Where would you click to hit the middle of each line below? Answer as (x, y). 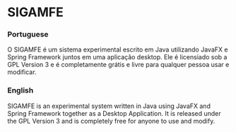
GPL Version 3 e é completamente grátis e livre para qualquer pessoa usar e (118, 65)
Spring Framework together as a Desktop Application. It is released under (114, 113)
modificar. (22, 72)
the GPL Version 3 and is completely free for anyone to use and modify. (111, 121)
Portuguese (28, 35)
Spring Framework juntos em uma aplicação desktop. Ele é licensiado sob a (117, 57)
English (20, 90)
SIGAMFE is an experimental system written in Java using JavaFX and (109, 106)
